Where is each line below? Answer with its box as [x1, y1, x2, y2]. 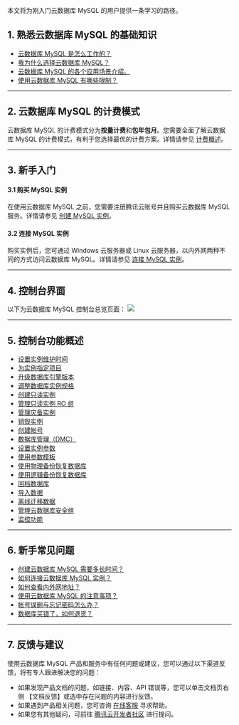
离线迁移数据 [17, 497, 55, 506]
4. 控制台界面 [7, 284, 65, 297]
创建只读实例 [17, 390, 55, 399]
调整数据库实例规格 [17, 382, 75, 390]
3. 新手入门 [7, 165, 56, 177]
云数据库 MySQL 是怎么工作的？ [17, 49, 112, 58]
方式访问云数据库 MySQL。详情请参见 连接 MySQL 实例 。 [19, 255, 188, 264]
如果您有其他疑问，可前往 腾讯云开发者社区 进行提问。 [17, 709, 178, 718]
